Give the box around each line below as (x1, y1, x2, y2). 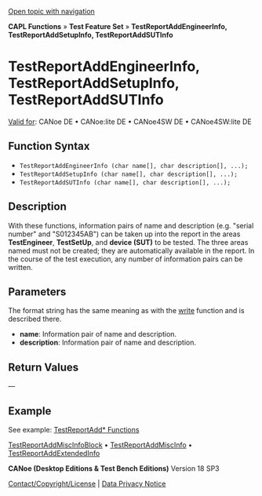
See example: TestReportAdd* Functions (8, 425, 140, 434)
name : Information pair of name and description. (19, 330, 177, 339)
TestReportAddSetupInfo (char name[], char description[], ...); (19, 170, 238, 178)
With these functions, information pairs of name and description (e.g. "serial (8, 221, 254, 230)
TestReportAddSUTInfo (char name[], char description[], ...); (19, 178, 231, 187)
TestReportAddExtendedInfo (8, 449, 100, 458)
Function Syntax (8, 140, 90, 153)
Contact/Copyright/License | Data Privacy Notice (8, 479, 166, 488)
